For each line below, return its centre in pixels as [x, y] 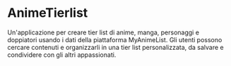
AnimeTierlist [48, 13]
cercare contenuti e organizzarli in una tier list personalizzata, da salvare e [115, 47]
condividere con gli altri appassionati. [62, 55]
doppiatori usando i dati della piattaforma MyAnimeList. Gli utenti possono [115, 39]
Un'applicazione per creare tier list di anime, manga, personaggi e [103, 32]
